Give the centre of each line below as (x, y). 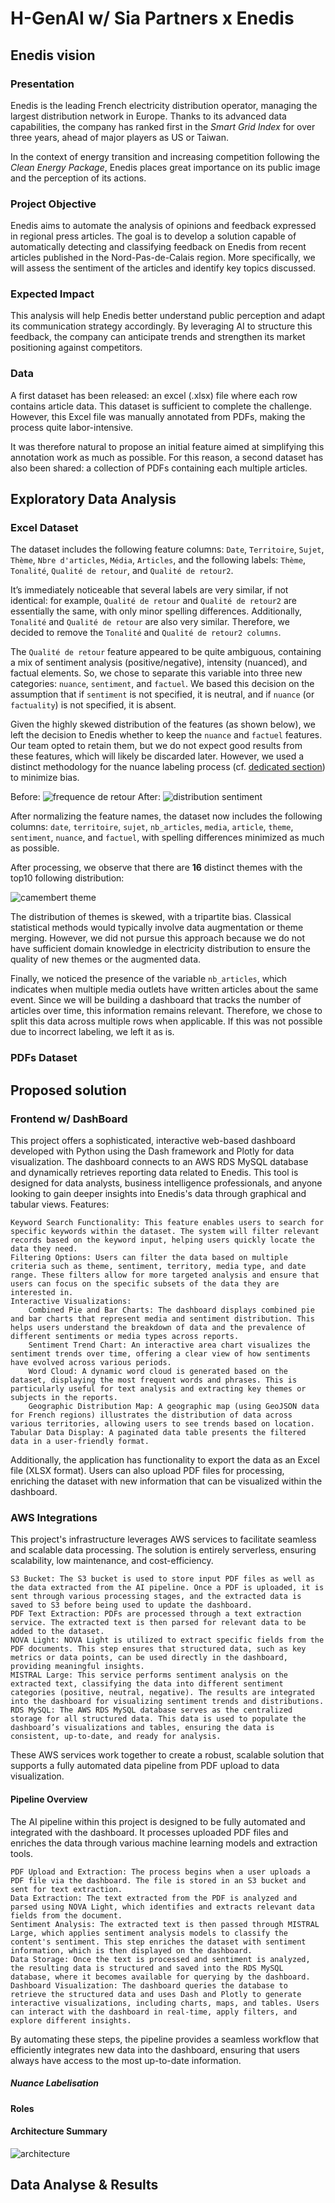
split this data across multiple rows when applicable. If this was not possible (166, 1021)
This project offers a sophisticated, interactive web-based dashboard (153, 1141)
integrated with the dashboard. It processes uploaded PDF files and (149, 1832)
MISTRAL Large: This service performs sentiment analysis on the (149, 1675)
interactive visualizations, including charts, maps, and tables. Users (165, 2003)
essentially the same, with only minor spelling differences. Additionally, (156, 611)
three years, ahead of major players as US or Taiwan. (119, 137)
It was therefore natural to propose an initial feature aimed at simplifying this (167, 446)
